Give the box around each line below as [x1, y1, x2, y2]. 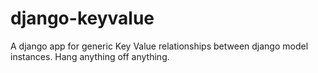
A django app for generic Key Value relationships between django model [10, 40, 309, 52]
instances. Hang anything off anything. [10, 50, 170, 62]
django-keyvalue [10, 7, 155, 30]
